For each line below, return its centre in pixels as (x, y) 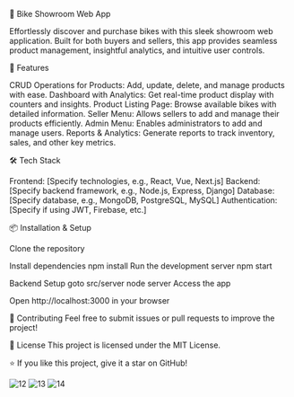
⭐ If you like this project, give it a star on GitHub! (99, 363)
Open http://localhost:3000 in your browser (90, 300)
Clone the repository (47, 248)
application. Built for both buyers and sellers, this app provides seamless (143, 41)
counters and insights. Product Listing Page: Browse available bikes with (143, 104)
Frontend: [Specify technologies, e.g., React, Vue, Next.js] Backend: (135, 181)
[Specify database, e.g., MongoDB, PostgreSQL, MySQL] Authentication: (143, 200)
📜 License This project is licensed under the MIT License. (115, 345)
